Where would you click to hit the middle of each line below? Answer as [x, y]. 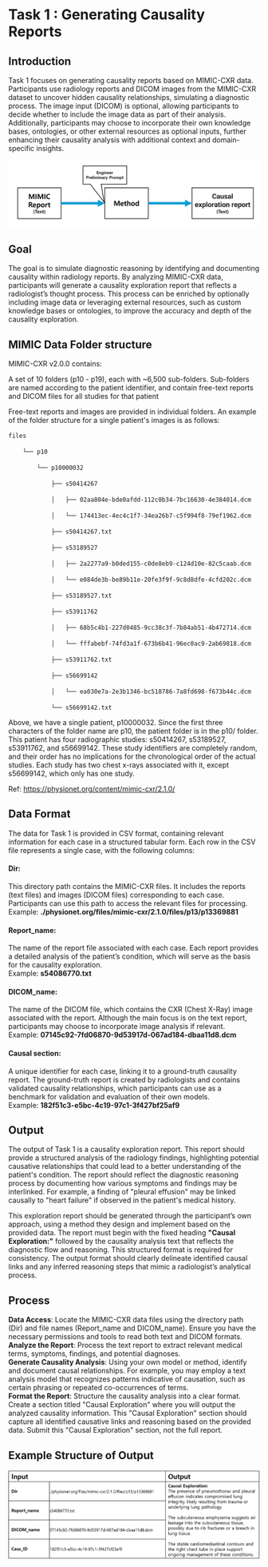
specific [22, 148]
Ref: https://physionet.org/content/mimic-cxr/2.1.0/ [92, 788]
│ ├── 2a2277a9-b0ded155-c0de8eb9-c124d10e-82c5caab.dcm [151, 564]
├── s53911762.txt [81, 660]
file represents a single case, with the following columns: [102, 850]
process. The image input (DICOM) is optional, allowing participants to [124, 106]
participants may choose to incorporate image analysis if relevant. [117, 1027]
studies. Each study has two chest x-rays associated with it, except [119, 764]
